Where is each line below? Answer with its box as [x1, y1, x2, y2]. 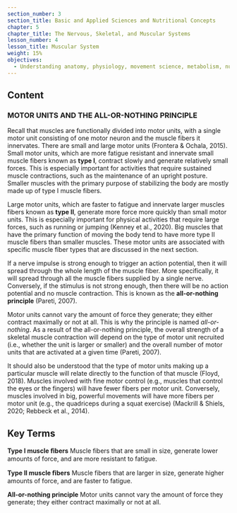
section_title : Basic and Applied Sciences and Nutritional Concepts [7, 17, 217, 24]
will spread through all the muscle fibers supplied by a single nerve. [7, 274, 204, 283]
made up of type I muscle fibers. [7, 187, 102, 195]
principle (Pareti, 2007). [7, 296, 78, 305]
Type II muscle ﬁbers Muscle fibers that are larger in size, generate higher [7, 468, 224, 478]
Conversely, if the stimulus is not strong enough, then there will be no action [7, 282, 229, 290]
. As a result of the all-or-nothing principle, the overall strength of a [29, 325, 224, 334]
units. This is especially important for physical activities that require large [7, 215, 220, 224]
